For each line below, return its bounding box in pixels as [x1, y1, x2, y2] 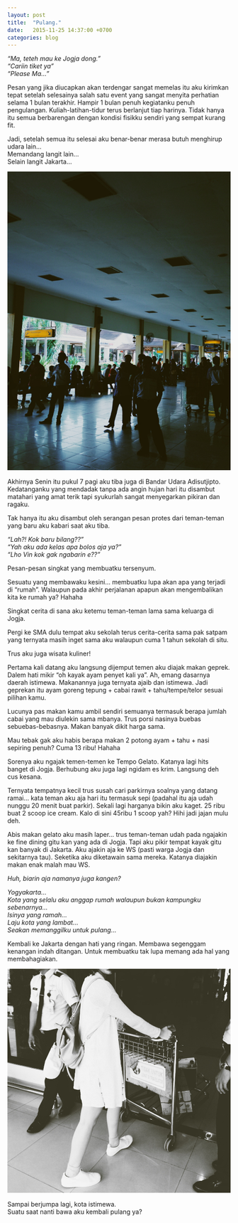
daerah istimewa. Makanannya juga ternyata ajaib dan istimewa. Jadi [7, 678, 208, 687]
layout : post [7, 11, 46, 18]
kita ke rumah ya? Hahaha [7, 593, 84, 602]
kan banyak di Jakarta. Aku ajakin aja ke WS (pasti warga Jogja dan [7, 845, 205, 854]
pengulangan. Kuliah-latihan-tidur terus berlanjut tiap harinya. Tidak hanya [7, 106, 225, 114]
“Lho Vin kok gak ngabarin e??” [7, 550, 101, 559]
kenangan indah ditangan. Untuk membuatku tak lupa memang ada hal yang [7, 947, 230, 956]
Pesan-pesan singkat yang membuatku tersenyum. [7, 564, 157, 572]
